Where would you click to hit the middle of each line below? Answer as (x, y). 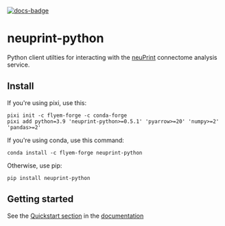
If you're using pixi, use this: (47, 102)
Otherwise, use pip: (35, 166)
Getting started (40, 199)
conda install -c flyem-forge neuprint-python (75, 152)
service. (19, 65)
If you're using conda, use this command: (66, 140)
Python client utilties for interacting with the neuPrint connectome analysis (112, 57)
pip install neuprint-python (49, 178)
